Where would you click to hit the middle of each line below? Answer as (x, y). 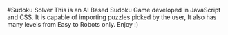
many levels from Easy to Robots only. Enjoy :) (73, 24)
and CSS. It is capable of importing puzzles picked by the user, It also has (112, 17)
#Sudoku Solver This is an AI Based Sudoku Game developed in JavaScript (114, 10)
